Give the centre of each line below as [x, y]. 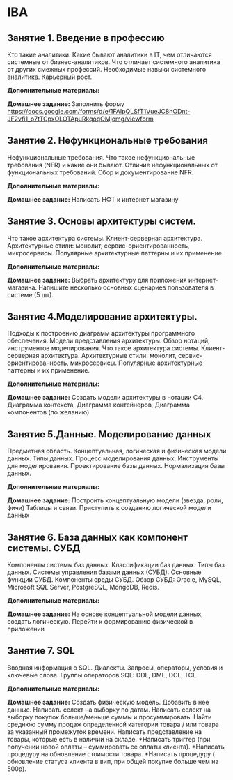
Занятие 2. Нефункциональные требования [108, 141]
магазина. [22, 287]
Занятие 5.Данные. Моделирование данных [109, 434]
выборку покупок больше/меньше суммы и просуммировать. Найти [110, 717]
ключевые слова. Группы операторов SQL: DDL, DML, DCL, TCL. [103, 675]
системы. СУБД [44, 548]
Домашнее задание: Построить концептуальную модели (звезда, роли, [115, 500]
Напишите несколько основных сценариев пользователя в [126, 287]
